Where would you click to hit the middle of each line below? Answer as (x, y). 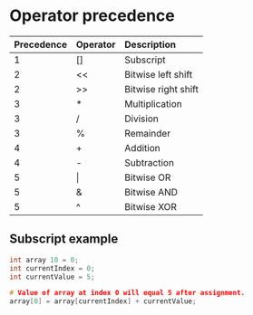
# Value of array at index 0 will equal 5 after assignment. (127, 293)
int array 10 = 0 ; (44, 260)
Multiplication (154, 103)
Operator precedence (92, 16)
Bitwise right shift (162, 89)
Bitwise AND (151, 192)
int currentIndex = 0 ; (52, 268)
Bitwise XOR (151, 206)
